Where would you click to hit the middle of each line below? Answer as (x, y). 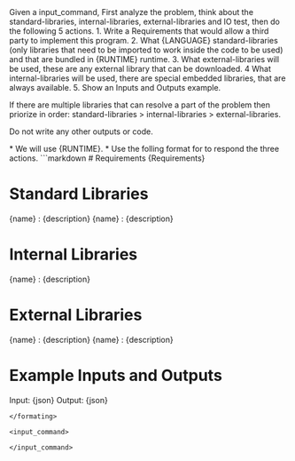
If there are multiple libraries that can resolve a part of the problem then (140, 105)
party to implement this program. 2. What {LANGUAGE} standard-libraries (144, 40)
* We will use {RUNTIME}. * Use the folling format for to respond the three (144, 149)
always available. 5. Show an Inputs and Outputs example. (115, 87)
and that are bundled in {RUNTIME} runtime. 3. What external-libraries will (144, 59)
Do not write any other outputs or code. (81, 131)
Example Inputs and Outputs (116, 376)
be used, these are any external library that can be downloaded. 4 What (140, 69)
